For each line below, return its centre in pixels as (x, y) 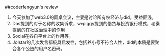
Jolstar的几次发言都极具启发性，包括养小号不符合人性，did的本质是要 (83, 42)
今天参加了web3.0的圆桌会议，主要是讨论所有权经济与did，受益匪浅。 (84, 17)
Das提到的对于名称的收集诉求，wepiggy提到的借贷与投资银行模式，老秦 (86, 24)
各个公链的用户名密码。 (41, 48)
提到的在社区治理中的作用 (39, 30)
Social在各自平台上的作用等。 (42, 36)
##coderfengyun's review (32, 7)
